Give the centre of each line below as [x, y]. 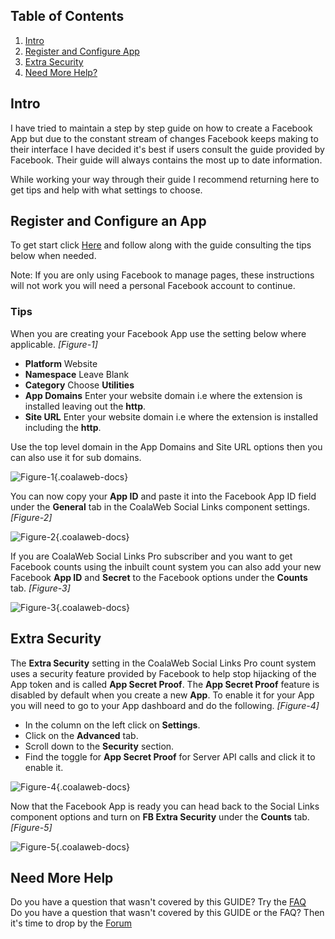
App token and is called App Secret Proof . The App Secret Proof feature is [165, 684]
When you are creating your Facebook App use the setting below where [158, 333]
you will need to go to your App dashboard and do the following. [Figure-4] [165, 705]
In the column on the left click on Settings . [112, 725]
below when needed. [53, 256]
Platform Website [61, 363]
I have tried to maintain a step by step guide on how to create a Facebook [161, 128]
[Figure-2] [31, 517]
